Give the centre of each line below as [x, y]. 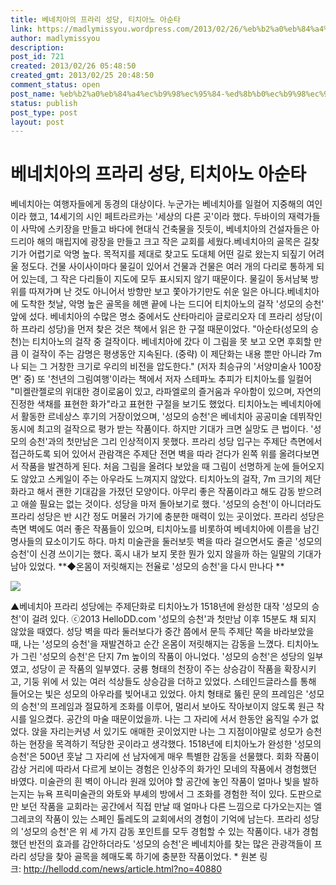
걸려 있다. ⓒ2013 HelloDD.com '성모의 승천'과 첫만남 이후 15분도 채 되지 [174, 619]
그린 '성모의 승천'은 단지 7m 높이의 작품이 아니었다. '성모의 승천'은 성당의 [162, 657]
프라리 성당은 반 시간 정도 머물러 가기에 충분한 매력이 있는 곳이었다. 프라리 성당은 [167, 517]
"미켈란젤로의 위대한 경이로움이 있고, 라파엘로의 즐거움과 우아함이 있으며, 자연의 [166, 392]
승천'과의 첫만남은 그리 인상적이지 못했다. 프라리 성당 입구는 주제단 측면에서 [175, 442]
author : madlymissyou [55, 38]
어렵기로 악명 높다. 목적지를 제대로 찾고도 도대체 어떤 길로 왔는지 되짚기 [167, 254]
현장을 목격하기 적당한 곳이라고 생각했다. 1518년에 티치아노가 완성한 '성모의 [175, 744]
